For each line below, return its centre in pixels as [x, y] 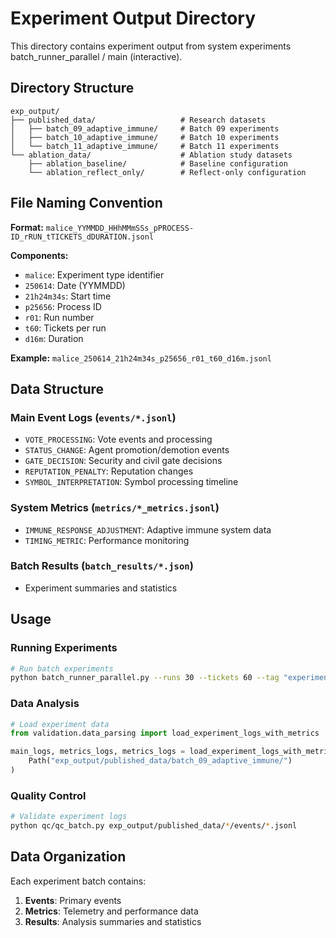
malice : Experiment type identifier [94, 274]
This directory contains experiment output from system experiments [151, 46]
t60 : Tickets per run [65, 328]
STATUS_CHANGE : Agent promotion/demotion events [127, 450]
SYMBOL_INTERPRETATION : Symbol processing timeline [131, 482]
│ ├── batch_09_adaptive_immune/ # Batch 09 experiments [145, 128]
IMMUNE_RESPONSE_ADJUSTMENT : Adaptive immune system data [148, 529]
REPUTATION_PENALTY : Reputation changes [109, 471]
